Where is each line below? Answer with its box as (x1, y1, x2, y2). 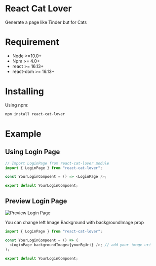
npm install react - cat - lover (5, 111, 65, 116)
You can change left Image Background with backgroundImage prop (5, 220, 144, 225)
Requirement (5, 36, 59, 48)
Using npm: (5, 102, 29, 108)
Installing (5, 86, 44, 97)
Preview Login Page (5, 197, 68, 205)
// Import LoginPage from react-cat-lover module (5, 161, 110, 166)
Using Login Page (5, 148, 60, 156)
